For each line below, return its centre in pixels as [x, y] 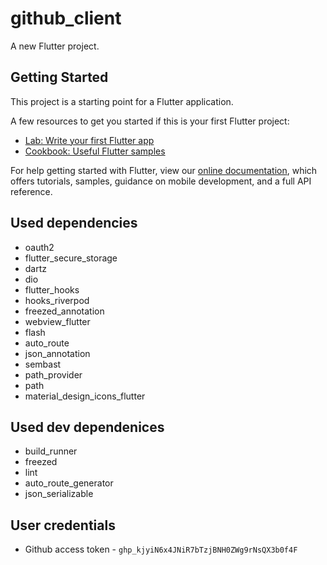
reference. [31, 191]
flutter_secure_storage [71, 258]
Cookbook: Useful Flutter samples [95, 151]
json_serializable [59, 494]
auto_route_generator [69, 483]
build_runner [51, 451]
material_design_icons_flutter [85, 396]
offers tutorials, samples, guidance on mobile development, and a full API [161, 181]
